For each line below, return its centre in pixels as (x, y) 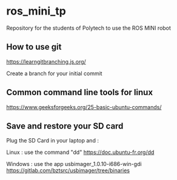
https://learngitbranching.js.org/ (46, 61)
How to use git (34, 47)
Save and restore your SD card (65, 126)
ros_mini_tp (36, 11)
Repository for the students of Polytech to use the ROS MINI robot (89, 28)
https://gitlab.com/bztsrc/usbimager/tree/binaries (68, 170)
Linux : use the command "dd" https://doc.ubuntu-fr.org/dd (80, 152)
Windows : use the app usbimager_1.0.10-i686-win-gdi (74, 164)
